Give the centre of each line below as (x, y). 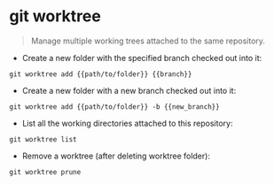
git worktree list (43, 139)
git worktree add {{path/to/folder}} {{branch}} (101, 74)
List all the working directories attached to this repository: (127, 123)
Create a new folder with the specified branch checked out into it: (142, 58)
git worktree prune (45, 172)
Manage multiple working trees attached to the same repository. (148, 41)
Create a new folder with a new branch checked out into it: (129, 90)
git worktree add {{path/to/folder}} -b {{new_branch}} (114, 107)
